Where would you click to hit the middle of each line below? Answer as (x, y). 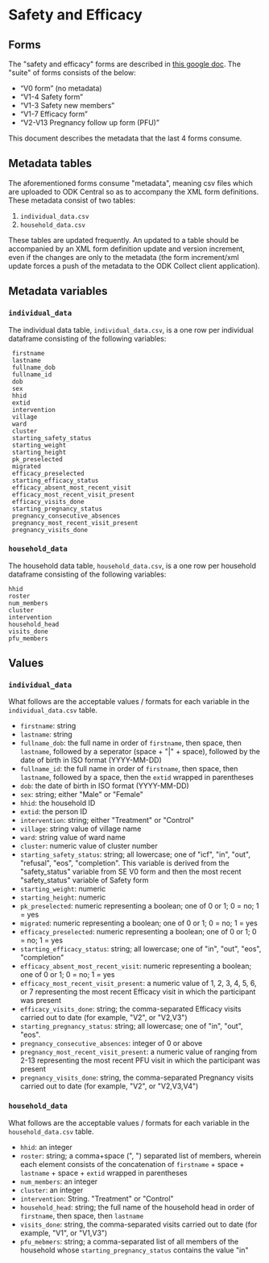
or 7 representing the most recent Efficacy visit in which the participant (138, 992)
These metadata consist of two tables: (72, 200)
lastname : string (46, 734)
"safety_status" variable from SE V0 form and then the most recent (130, 872)
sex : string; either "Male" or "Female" (81, 795)
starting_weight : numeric (63, 889)
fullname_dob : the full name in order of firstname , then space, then (130, 743)
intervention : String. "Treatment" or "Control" (97, 1198)
